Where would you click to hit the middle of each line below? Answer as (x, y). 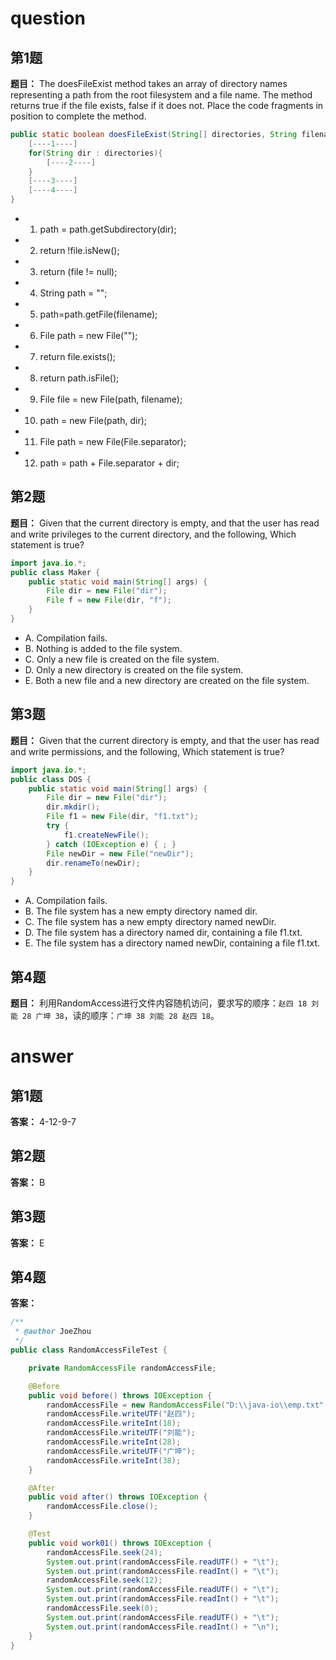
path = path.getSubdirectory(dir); (108, 229)
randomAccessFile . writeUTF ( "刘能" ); (121, 1433)
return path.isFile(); (79, 378)
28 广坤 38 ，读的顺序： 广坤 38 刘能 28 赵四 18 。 (121, 1015)
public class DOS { (51, 779)
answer (42, 1056)
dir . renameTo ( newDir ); (93, 863)
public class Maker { (55, 572)
